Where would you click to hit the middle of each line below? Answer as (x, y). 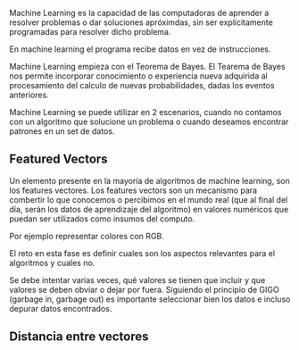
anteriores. (29, 95)
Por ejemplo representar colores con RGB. (87, 236)
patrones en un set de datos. (62, 131)
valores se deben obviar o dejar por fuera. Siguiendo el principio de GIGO (144, 289)
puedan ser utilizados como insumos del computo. (102, 219)
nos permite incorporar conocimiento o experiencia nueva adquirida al (138, 76)
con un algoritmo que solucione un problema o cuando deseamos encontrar (149, 121)
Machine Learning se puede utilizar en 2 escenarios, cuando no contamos (145, 112)
